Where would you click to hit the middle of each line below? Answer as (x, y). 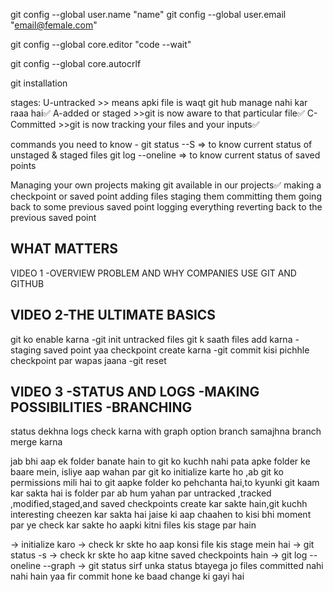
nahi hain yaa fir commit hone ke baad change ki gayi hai (127, 576)
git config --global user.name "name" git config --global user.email (148, 14)
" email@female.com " (54, 25)
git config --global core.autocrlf (76, 63)
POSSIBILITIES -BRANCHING (101, 407)
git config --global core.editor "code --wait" (101, 44)
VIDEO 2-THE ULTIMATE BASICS (113, 315)
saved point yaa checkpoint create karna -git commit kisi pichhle (176, 350)
